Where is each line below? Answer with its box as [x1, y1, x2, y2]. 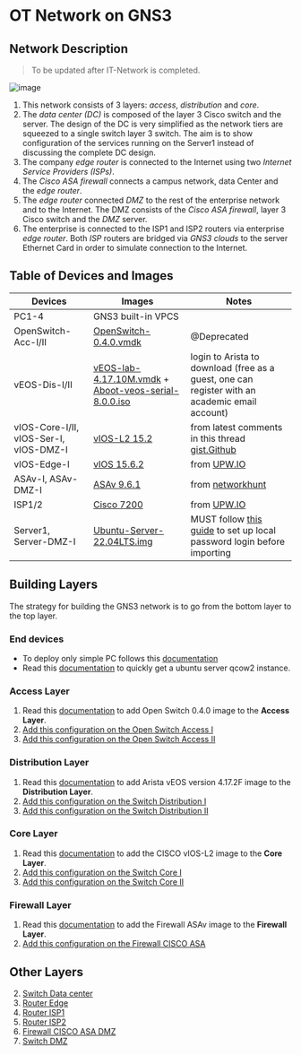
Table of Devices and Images [9, 268, 174, 283]
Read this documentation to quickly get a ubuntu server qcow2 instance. [21, 662, 291, 673]
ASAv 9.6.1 [92, 478, 142, 490]
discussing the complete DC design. [21, 147, 157, 158]
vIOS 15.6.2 [92, 458, 145, 471]
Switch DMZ [21, 1035, 68, 1046]
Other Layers [9, 964, 83, 980]
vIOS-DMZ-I [13, 443, 69, 455]
